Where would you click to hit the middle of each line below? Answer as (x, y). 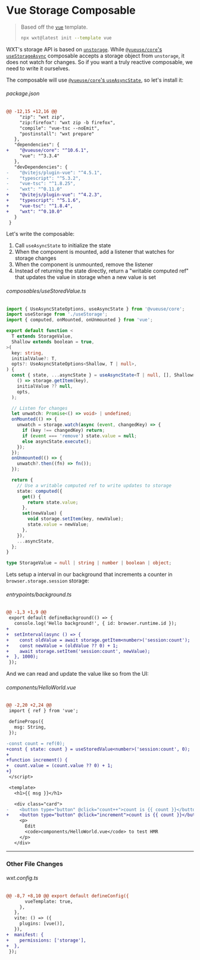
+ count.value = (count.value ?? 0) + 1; (60, 766)
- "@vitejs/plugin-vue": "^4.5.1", (54, 173)
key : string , (28, 353)
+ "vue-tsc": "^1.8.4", (40, 206)
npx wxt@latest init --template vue (66, 38)
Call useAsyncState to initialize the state (63, 246)
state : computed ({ (40, 491)
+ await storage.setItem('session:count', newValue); (78, 651)
